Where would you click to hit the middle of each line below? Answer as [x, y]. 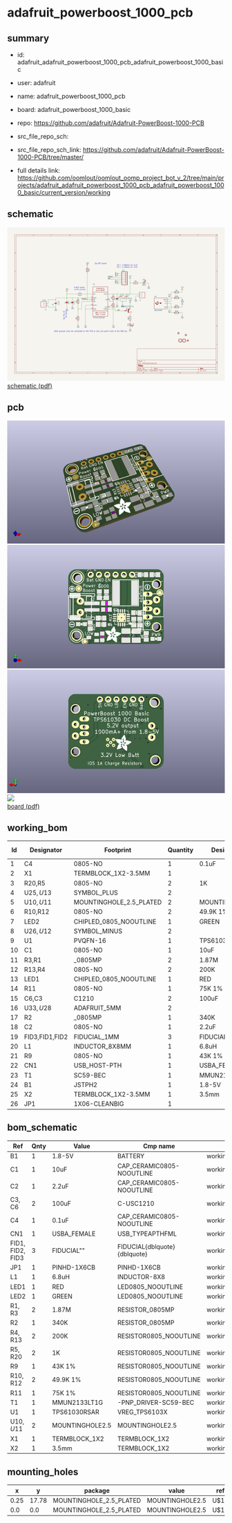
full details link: [39, 170]
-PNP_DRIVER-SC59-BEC [156, 1402]
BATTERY [131, 1156]
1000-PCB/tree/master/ [50, 157]
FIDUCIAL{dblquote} [146, 1247]
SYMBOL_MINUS [98, 931]
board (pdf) [23, 806]
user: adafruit [36, 83]
